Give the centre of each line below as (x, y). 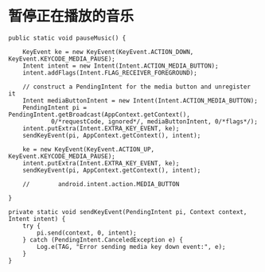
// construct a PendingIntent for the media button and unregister (136, 87)
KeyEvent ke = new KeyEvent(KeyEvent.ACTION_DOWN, (108, 52)
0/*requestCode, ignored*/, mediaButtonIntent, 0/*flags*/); (154, 121)
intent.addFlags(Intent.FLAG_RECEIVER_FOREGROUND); (110, 72)
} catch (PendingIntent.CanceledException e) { (103, 239)
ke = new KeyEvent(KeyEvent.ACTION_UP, (89, 149)
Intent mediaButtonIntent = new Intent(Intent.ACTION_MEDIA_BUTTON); (140, 100)
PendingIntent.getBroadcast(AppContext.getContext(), (99, 115)
